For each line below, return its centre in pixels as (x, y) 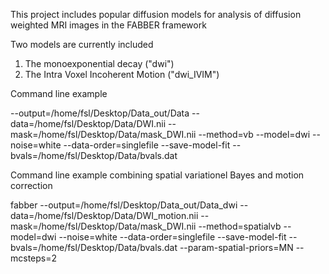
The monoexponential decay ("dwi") (99, 63)
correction (31, 185)
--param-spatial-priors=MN (236, 247)
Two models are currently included (82, 44)
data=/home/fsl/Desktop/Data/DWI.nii (88, 123)
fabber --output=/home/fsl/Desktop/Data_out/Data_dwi (124, 205)
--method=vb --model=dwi (254, 134)
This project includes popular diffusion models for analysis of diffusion (156, 14)
